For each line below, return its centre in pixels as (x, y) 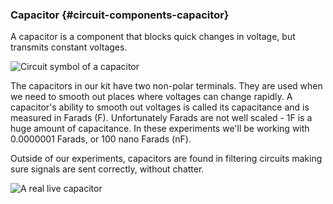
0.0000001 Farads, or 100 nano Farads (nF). (101, 139)
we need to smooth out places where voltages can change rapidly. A (151, 97)
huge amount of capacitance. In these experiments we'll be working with (160, 129)
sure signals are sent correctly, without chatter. (107, 169)
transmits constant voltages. (69, 47)
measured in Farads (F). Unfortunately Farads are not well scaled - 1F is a (161, 118)
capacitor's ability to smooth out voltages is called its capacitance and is (160, 107)
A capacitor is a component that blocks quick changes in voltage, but (153, 37)
